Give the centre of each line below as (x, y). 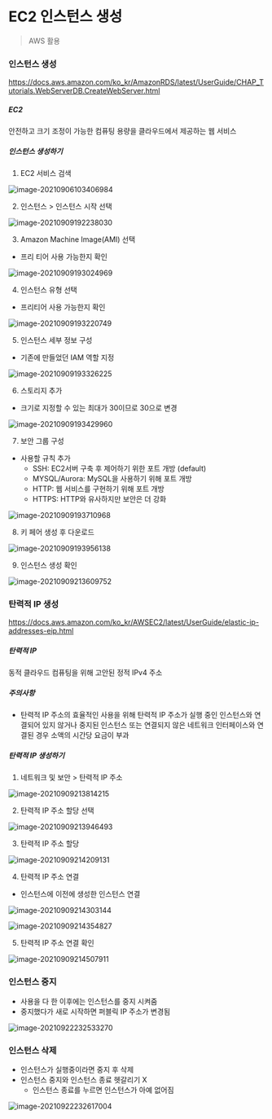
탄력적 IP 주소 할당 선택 (57, 810)
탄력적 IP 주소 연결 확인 (57, 943)
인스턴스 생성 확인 (48, 565)
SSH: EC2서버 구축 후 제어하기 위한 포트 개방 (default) (119, 468)
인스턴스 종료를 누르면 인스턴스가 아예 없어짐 (103, 1090)
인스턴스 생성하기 (36, 151)
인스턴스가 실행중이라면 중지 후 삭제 (77, 1069)
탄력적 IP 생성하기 (37, 755)
